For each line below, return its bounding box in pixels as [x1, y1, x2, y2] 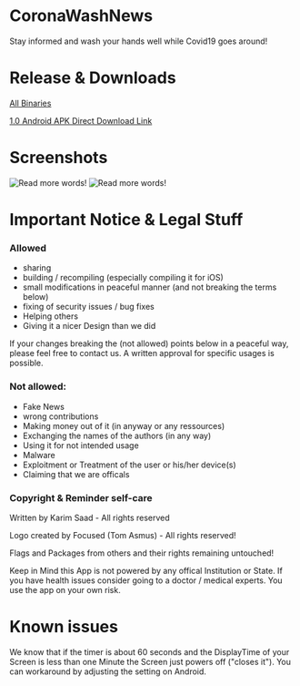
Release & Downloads [9, 67, 176, 88]
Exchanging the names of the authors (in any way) [22, 430, 212, 441]
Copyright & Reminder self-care [9, 491, 153, 504]
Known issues [9, 617, 118, 638]
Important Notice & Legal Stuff [9, 210, 244, 230]
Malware [22, 449, 56, 460]
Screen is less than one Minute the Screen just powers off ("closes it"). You [9, 656, 292, 667]
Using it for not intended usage [22, 439, 139, 451]
